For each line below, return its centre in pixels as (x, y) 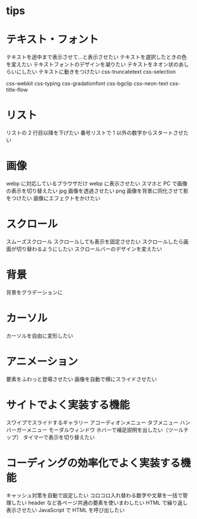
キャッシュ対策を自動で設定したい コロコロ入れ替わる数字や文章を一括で (94, 495)
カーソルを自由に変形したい (40, 335)
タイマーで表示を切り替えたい (59, 437)
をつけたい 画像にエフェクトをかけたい (53, 198)
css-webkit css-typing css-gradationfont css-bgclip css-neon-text (87, 84)
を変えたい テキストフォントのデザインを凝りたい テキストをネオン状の (93, 64)
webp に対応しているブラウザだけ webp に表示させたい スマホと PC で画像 (97, 183)
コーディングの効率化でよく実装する (94, 463)
